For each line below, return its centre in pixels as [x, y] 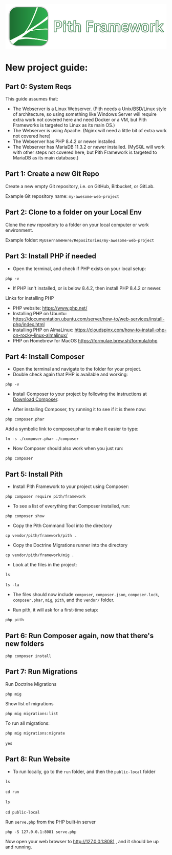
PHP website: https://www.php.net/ [50, 308]
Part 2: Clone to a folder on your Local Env [74, 212]
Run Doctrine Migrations [31, 684]
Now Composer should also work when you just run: [68, 449]
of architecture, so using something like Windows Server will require [85, 114]
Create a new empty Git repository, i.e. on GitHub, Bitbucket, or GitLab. [80, 186]
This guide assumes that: [32, 99]
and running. [19, 847]
